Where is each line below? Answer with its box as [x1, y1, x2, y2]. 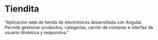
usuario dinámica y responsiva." [4, 29, 69, 35]
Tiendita [4, 3, 40, 14]
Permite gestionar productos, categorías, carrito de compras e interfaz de [4, 24, 154, 30]
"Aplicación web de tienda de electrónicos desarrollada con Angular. [4, 19, 143, 25]
